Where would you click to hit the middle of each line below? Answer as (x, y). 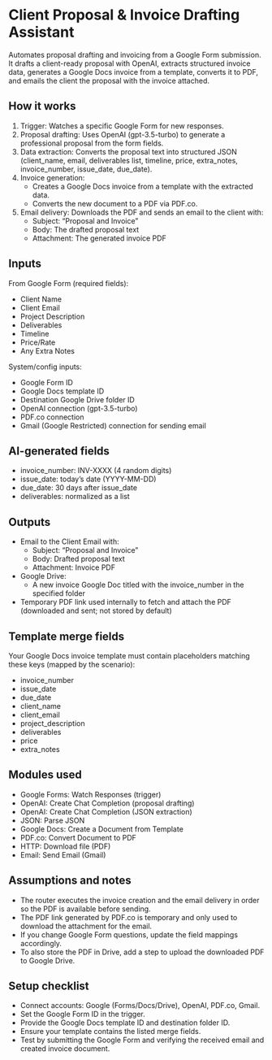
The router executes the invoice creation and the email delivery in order (140, 900)
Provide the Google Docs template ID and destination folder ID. (125, 1023)
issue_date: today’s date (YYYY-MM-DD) (88, 479)
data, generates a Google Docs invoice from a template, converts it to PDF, (133, 72)
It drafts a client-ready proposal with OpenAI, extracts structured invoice (130, 63)
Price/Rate (38, 342)
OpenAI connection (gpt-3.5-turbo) (79, 408)
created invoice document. (65, 1049)
